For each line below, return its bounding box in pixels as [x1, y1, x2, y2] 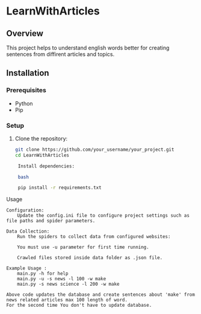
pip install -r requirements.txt [17, 185, 102, 191]
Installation [6, 68, 49, 78]
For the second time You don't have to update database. [6, 303, 152, 309]
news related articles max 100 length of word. [6, 297, 128, 303]
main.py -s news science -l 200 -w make [17, 281, 120, 287]
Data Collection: [6, 228, 50, 234]
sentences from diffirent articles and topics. [6, 51, 115, 58]
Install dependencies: [17, 163, 75, 169]
